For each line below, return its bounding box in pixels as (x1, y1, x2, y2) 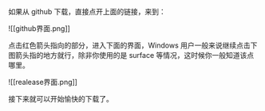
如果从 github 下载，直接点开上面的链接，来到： (8, 7, 166, 16)
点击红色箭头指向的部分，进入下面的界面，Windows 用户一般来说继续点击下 (8, 40, 258, 50)
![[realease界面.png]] (8, 78, 78, 86)
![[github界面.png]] (8, 24, 70, 33)
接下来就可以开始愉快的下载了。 (8, 94, 113, 103)
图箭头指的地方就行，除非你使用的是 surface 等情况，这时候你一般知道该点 (8, 51, 255, 59)
